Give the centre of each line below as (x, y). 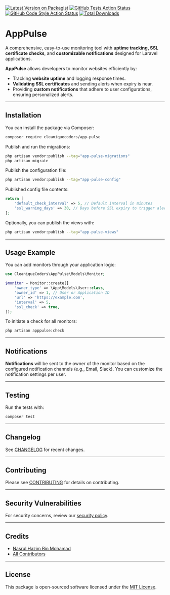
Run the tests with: (25, 407)
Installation (23, 115)
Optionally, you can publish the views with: (50, 222)
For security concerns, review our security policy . (57, 516)
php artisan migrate (27, 161)
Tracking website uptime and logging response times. (69, 78)
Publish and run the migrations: (38, 146)
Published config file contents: (37, 189)
